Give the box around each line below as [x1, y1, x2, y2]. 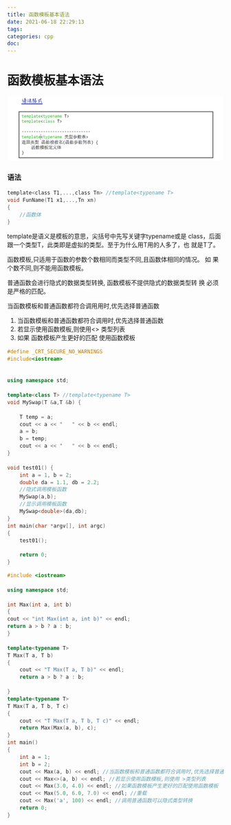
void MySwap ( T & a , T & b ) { [7, 399, 81, 406]
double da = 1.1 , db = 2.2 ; [19, 479, 100, 485]
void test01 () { [7, 464, 54, 471]
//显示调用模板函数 [19, 501, 67, 508]
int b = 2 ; [19, 761, 51, 768]
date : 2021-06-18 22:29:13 [7, 18, 85, 25]
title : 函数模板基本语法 [7, 11, 70, 18]
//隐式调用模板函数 [19, 486, 67, 493]
